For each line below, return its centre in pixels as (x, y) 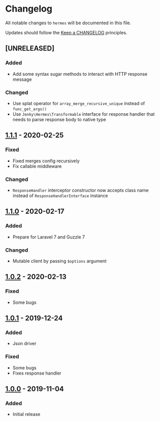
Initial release (26, 414)
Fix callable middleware (37, 166)
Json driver (24, 344)
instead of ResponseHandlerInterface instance (60, 196)
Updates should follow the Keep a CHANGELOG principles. (66, 32)
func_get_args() (30, 109)
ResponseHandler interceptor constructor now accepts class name (81, 190)
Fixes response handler (37, 373)
